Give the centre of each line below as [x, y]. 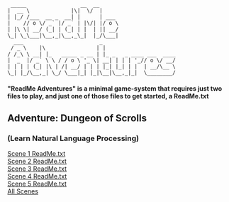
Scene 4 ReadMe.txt [37, 176]
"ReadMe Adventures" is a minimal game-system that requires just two [114, 88]
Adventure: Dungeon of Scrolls [77, 118]
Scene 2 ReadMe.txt [37, 162]
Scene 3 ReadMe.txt [37, 169]
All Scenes [23, 191]
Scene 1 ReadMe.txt [37, 154]
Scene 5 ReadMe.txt [37, 184]
